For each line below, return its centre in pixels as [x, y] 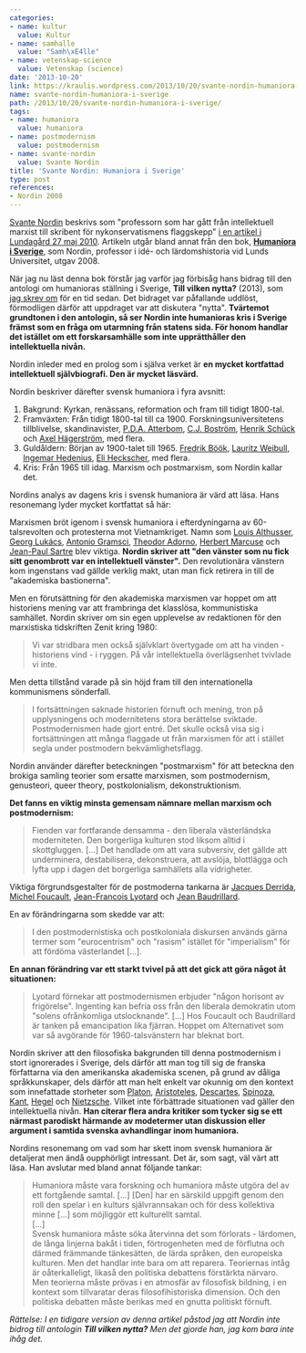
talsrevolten [31, 532]
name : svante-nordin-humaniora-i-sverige [89, 94]
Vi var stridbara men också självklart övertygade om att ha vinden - [158, 645]
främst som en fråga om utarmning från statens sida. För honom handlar [149, 327]
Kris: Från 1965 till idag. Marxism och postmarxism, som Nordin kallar [152, 467]
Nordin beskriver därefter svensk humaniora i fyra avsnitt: [117, 392]
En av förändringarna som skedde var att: [87, 914]
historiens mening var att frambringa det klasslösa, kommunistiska [134, 608]
